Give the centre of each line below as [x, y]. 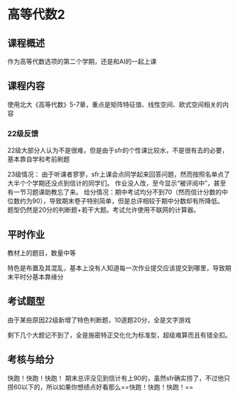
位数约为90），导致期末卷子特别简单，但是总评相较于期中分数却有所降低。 [115, 201]
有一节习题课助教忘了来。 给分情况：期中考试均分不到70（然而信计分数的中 [118, 192]
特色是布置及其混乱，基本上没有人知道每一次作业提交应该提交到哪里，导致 [116, 268]
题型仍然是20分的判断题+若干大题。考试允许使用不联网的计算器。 [104, 210]
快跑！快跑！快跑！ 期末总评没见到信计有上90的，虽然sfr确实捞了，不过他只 [119, 378]
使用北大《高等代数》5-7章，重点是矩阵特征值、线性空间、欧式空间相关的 [115, 104]
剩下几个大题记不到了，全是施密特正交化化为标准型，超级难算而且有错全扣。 [119, 335]
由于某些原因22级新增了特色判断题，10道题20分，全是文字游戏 [99, 320]
